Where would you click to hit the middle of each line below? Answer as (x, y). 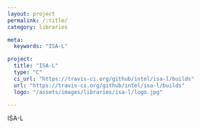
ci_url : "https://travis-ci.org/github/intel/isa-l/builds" (104, 78)
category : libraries (38, 27)
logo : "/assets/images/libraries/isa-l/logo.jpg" (88, 92)
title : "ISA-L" (36, 66)
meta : (15, 40)
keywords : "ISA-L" (41, 47)
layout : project (31, 14)
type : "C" (28, 72)
